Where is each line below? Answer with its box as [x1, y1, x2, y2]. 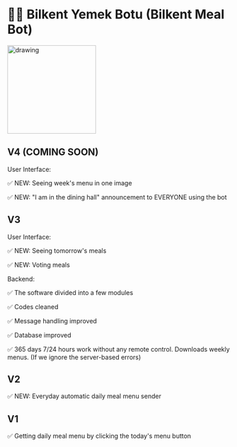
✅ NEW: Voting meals [7, 260, 71, 269]
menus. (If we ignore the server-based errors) [7, 353, 141, 361]
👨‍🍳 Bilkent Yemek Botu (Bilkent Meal [7, 6, 225, 23]
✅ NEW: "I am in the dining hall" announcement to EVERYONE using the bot [7, 192, 228, 201]
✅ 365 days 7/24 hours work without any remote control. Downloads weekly [7, 344, 230, 353]
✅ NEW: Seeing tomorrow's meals [7, 246, 107, 255]
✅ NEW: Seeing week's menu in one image [7, 178, 132, 187]
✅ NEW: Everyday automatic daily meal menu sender [7, 392, 161, 400]
